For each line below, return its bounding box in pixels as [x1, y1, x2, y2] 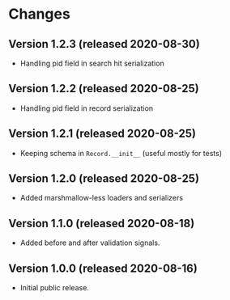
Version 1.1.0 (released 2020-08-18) [8, 216, 195, 230]
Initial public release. [19, 283, 89, 293]
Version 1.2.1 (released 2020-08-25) [8, 127, 197, 141]
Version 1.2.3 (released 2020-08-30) [8, 37, 200, 51]
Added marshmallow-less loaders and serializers [19, 193, 184, 203]
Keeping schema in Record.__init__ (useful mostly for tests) [19, 148, 223, 158]
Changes [8, 5, 70, 23]
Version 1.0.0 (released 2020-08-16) [8, 261, 198, 275]
